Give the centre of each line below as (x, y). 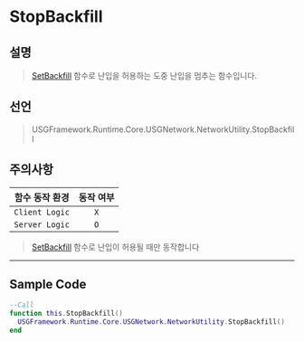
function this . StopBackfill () (66, 314)
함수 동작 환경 (42, 197)
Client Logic (42, 212)
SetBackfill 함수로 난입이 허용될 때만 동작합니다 (115, 247)
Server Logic (42, 224)
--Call (22, 305)
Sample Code (48, 285)
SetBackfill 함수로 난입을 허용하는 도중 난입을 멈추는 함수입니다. (144, 76)
